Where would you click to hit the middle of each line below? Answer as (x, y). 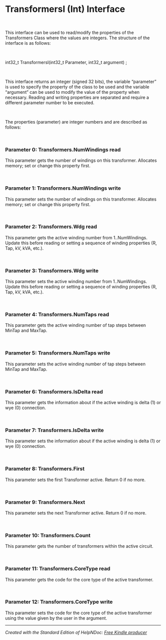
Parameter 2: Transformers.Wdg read (51, 227)
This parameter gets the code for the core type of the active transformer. (79, 579)
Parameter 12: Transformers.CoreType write (59, 602)
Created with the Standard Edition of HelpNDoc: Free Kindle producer (76, 632)
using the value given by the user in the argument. (56, 618)
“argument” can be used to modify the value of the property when (72, 92)
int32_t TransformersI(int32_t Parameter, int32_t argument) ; (66, 62)
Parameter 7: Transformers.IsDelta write (55, 430)
